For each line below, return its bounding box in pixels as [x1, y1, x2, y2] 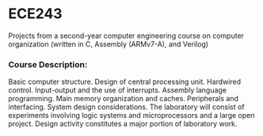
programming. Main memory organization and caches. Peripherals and [8, 94, 239, 104]
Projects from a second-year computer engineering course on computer [8, 31, 244, 40]
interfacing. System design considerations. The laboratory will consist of [8, 102, 245, 111]
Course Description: [8, 59, 88, 70]
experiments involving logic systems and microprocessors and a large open [8, 111, 255, 120]
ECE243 [8, 5, 63, 23]
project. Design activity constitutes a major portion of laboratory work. [8, 119, 238, 129]
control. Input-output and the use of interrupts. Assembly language [8, 85, 227, 95]
